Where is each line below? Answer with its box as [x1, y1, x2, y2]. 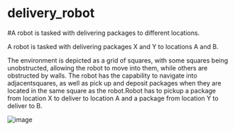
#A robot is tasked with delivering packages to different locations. [7, 28, 200, 37]
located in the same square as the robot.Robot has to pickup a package [7, 86, 217, 95]
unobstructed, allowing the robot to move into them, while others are [7, 63, 208, 72]
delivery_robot [7, 5, 95, 21]
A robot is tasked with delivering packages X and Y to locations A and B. [7, 42, 219, 51]
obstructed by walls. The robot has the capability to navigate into [7, 71, 197, 80]
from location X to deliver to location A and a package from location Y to [7, 94, 219, 103]
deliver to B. [7, 101, 43, 110]
